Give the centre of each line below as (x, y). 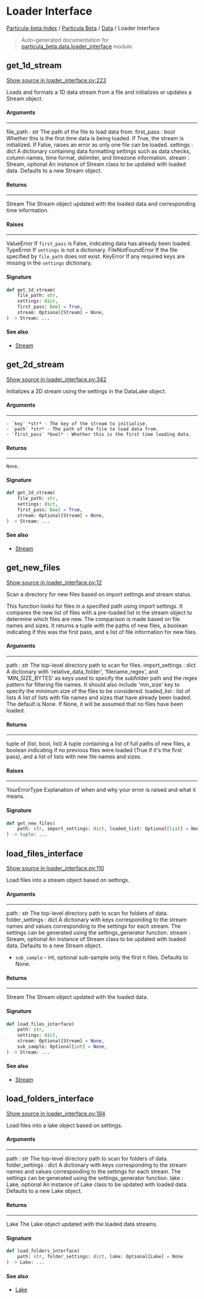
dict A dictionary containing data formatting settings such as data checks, (99, 151)
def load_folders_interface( (43, 1251)
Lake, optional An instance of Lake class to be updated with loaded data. (97, 1184)
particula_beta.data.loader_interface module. (77, 46)
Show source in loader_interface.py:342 (56, 379)
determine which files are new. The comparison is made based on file (93, 619)
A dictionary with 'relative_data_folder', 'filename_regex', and (82, 671)
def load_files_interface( (40, 1024)
